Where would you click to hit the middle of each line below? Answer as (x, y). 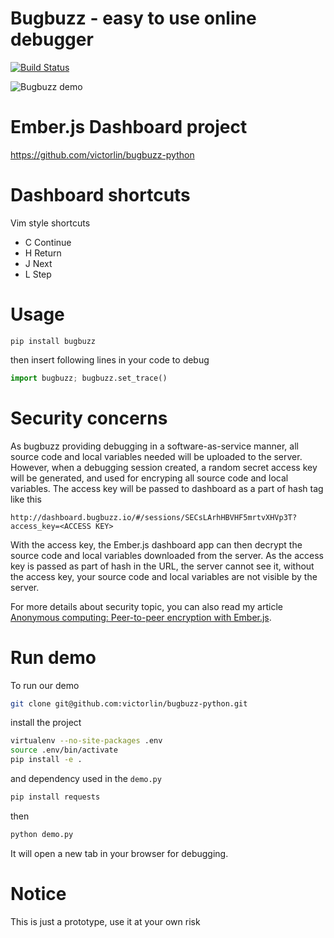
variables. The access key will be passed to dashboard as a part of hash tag (167, 488)
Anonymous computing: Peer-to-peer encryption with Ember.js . (141, 617)
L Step (38, 274)
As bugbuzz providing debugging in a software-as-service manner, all (154, 446)
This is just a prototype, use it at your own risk (105, 921)
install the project (46, 723)
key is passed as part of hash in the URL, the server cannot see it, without (162, 566)
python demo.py (42, 834)
